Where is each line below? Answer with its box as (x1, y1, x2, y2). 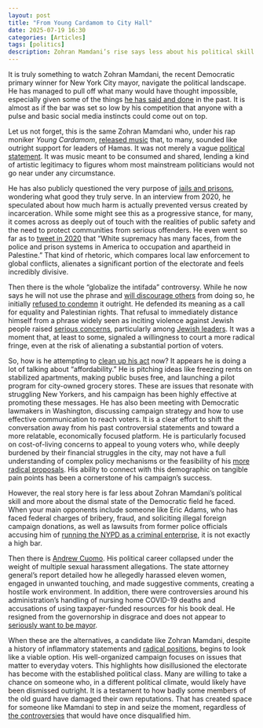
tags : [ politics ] (8, 41, 65, 49)
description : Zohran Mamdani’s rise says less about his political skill (8, 48, 255, 56)
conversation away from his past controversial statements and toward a (8, 423, 239, 432)
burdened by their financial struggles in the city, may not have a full (8, 448, 226, 457)
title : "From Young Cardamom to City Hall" (8, 19, 153, 27)
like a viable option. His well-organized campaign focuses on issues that (8, 653, 242, 661)
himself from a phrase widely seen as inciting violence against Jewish (8, 316, 234, 325)
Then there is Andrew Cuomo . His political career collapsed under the (8, 553, 234, 563)
